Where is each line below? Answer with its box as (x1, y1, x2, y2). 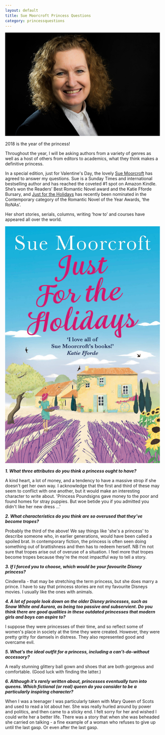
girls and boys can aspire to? (5, 614, 66, 620)
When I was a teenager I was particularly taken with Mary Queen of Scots (5, 698, 154, 704)
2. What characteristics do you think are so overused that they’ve (5, 513, 143, 519)
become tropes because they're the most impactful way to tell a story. (5, 554, 147, 560)
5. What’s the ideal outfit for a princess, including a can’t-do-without (5, 648, 150, 654)
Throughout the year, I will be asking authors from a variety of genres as (5, 150, 151, 156)
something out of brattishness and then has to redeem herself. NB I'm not (5, 544, 154, 550)
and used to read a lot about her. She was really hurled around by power (5, 704, 151, 709)
